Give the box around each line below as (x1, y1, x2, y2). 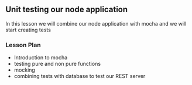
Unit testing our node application (5, 5, 128, 15)
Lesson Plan (5, 41, 42, 49)
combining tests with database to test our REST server (13, 73, 146, 80)
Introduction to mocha (13, 54, 68, 61)
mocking (13, 66, 36, 73)
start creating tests (5, 26, 51, 33)
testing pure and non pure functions (13, 61, 101, 68)
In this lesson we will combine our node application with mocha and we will (5, 20, 187, 27)
